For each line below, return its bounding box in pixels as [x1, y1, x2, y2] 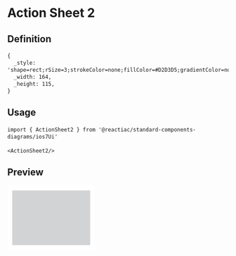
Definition [7, 33, 51, 45]
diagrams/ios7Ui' [7, 133, 58, 140]
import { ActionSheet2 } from [7, 126, 96, 133]
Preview [7, 167, 44, 179]
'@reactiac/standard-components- [98, 126, 197, 133]
